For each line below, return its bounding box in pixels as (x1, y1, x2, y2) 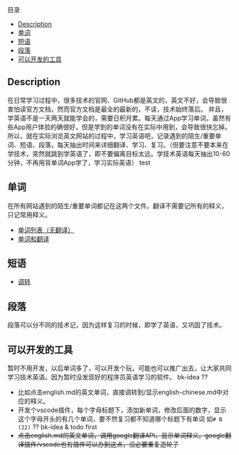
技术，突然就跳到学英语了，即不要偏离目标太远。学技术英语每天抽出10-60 (13, 149, 230, 158)
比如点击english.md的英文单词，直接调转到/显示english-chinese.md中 (17, 388, 223, 397)
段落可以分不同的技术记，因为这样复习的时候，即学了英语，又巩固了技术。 (7, 321, 225, 329)
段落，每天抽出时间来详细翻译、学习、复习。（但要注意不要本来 (38, 140, 223, 149)
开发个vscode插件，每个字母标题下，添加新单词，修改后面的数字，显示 (17, 406, 227, 414)
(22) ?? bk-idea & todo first (17, 423, 97, 431)
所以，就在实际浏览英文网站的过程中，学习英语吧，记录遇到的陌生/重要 (7, 131, 216, 140)
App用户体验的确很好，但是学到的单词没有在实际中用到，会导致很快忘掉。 (13, 123, 231, 131)
